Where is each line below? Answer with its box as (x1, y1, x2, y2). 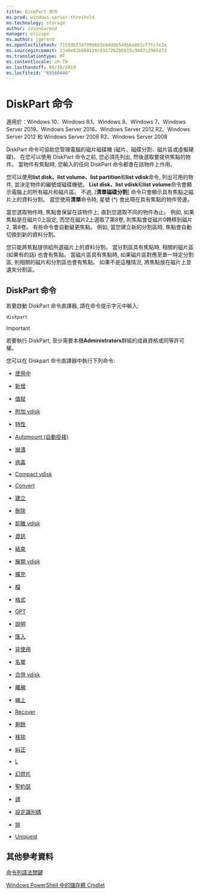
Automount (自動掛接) (14, 434, 69, 440)
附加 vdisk (14, 408, 41, 415)
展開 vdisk (14, 558, 41, 565)
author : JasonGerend (6, 25, 58, 32)
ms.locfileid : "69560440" (6, 70, 70, 76)
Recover (14, 708, 36, 715)
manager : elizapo (6, 31, 50, 37)
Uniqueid (14, 833, 38, 840)
